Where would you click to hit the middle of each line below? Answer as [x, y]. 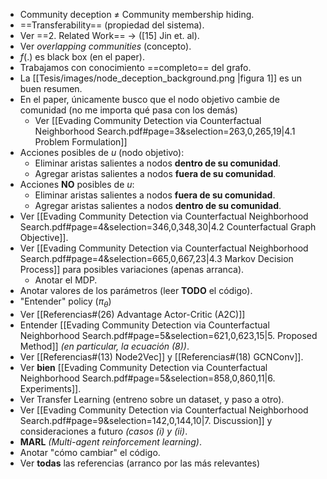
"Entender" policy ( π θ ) [65, 302]
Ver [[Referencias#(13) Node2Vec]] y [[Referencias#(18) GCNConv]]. [161, 356]
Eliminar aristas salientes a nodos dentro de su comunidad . [158, 163]
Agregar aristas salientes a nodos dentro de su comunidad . [158, 205]
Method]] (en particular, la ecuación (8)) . [104, 346]
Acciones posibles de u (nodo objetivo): [102, 152]
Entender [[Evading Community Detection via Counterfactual [144, 325]
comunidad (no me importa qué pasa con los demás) [128, 110]
